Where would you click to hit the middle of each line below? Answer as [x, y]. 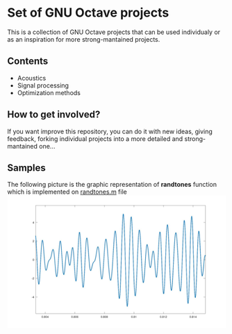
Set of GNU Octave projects [88, 13]
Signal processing [43, 85]
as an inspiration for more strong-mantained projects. [84, 39]
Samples [27, 168]
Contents [28, 61]
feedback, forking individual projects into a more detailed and [95, 139]
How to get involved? [54, 115]
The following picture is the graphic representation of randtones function [112, 185]
